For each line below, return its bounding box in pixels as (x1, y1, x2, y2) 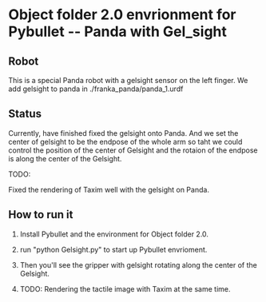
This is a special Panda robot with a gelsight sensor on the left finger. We (8, 76, 248, 85)
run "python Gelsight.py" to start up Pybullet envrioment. (19, 244, 208, 254)
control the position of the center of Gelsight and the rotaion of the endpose (8, 145, 258, 155)
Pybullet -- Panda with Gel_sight (8, 22, 228, 41)
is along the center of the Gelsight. (8, 153, 122, 163)
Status (8, 107, 42, 121)
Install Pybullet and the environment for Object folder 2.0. (19, 229, 209, 239)
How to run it (8, 208, 73, 221)
